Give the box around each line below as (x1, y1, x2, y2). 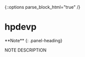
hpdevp (4, 22, 37, 32)
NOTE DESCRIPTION (4, 47, 47, 53)
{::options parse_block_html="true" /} (4, 4, 81, 10)
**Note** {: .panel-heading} (4, 37, 62, 43)
